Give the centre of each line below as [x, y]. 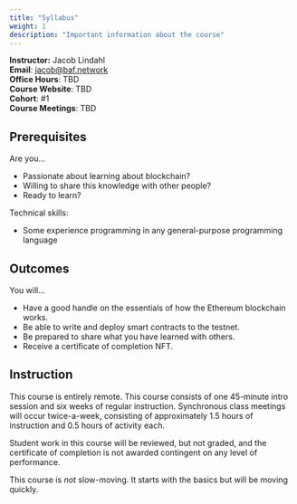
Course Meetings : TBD [53, 109]
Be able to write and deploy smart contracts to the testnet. [131, 327]
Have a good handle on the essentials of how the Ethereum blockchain [154, 308]
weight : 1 [28, 26]
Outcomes [39, 268]
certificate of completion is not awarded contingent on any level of [134, 452]
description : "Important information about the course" [117, 34]
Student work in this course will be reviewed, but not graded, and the [138, 442]
